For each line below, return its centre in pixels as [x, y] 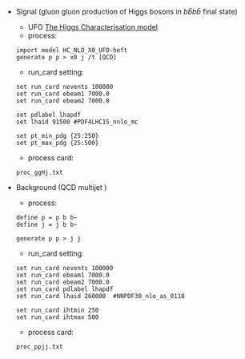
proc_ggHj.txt [39, 172]
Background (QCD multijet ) [61, 187]
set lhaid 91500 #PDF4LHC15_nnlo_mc [77, 122]
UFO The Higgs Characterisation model [93, 27]
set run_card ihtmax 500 [57, 317]
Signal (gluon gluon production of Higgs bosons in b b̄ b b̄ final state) [127, 12]
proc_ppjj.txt [39, 347]
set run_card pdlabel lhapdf [64, 289]
